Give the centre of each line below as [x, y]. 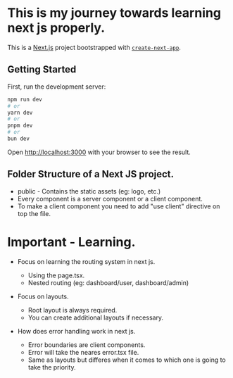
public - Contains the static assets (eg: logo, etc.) [89, 191]
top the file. [34, 213]
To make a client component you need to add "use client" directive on [119, 206]
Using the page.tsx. [56, 275]
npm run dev [25, 99]
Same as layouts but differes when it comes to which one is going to [127, 360]
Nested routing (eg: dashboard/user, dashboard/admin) [108, 282]
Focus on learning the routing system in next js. [86, 261]
